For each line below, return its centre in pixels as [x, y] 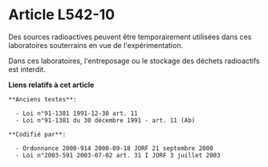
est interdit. [27, 69]
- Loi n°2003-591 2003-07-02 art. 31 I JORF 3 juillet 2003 [118, 155]
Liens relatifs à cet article [51, 85]
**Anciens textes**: [43, 99]
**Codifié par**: [37, 134]
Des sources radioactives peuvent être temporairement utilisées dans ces [130, 37]
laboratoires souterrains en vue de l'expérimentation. [95, 45]
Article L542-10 [61, 15]
